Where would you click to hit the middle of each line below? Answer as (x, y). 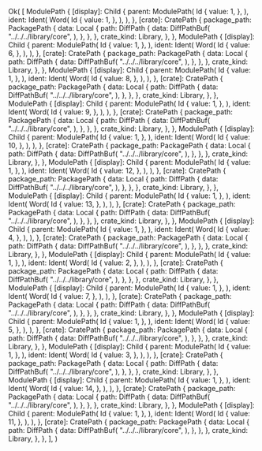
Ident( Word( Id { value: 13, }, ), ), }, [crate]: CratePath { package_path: (122, 204)
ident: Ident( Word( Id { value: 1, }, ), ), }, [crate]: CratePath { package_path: (130, 20)
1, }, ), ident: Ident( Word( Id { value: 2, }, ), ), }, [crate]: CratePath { (116, 263)
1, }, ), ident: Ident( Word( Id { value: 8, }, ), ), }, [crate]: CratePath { (116, 78)
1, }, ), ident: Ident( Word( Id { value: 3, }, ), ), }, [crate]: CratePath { (116, 355)
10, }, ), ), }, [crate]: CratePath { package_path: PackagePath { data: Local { (129, 145)
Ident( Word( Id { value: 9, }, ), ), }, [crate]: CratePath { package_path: (120, 112)
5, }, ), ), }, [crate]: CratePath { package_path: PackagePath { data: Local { (128, 330)
